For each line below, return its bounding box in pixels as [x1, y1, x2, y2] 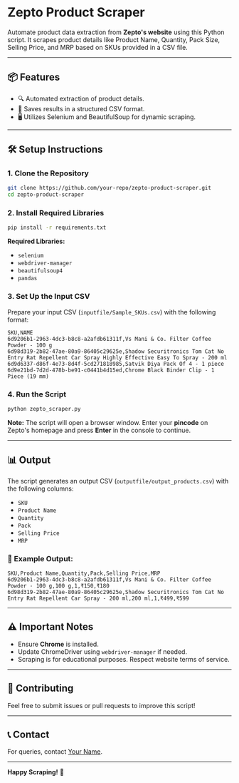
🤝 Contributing [7, 682, 74, 695]
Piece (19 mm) [7, 372, 50, 380]
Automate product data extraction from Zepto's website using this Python [7, 28, 225, 36]
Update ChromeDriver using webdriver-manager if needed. [17, 647, 187, 656]
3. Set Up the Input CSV [7, 292, 90, 302]
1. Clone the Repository [7, 168, 89, 178]
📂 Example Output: [7, 553, 73, 563]
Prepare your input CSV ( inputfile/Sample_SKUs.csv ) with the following [7, 307, 216, 316]
